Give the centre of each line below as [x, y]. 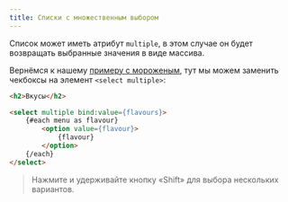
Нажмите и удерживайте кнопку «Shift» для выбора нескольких [155, 180]
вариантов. [53, 189]
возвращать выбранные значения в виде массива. [107, 53]
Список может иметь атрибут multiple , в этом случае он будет [131, 43]
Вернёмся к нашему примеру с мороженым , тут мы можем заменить [144, 70]
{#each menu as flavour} [72, 121]
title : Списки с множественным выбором [84, 18]
